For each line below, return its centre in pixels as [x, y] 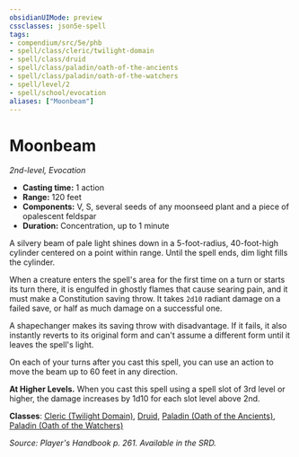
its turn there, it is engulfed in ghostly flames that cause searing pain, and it [149, 289]
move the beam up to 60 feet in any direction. [93, 372]
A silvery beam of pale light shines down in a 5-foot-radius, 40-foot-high [144, 243]
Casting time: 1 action [63, 188]
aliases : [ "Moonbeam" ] [52, 101]
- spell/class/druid [48, 59]
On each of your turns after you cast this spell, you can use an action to [141, 362]
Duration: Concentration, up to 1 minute [96, 226]
